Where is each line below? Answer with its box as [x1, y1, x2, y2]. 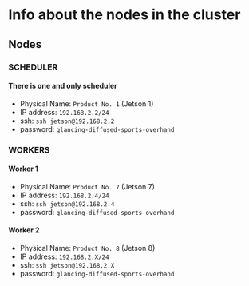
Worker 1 [8, 164, 38, 173]
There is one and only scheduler [8, 81, 117, 91]
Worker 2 [8, 225, 40, 235]
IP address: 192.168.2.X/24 [19, 252, 109, 261]
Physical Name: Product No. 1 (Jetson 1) [19, 98, 154, 109]
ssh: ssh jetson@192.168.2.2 [19, 116, 115, 125]
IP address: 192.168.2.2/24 [19, 107, 109, 117]
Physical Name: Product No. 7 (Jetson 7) [19, 181, 156, 191]
